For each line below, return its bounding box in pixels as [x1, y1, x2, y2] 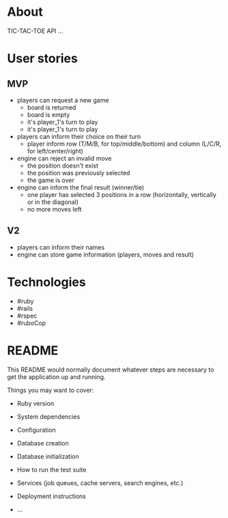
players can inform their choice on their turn [16, 132, 141, 140]
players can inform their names [16, 243, 105, 251]
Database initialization [16, 452, 80, 461]
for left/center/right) [27, 146, 84, 155]
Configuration [16, 426, 56, 434]
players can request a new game [16, 96, 109, 104]
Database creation [16, 439, 70, 447]
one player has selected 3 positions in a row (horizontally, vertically [27, 190, 217, 198]
